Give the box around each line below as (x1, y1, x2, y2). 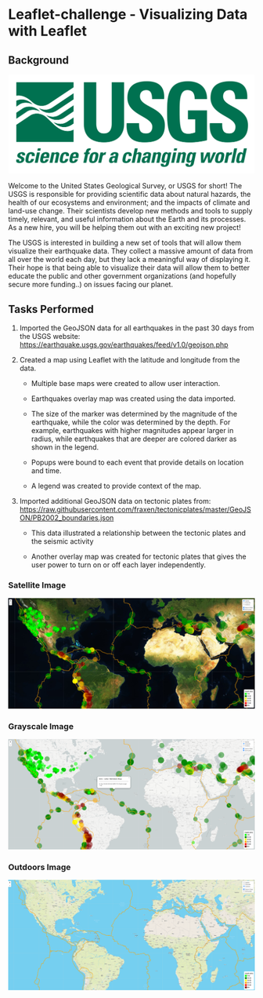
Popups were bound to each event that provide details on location (31, 457, 244, 468)
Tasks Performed (8, 302, 94, 315)
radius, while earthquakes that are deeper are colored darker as (31, 434, 237, 444)
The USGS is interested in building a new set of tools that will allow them (8, 238, 242, 248)
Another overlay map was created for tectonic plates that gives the (31, 552, 247, 562)
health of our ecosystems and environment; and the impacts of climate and (8, 198, 250, 207)
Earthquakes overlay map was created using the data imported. (31, 394, 236, 403)
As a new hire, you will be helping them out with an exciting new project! (8, 223, 241, 232)
